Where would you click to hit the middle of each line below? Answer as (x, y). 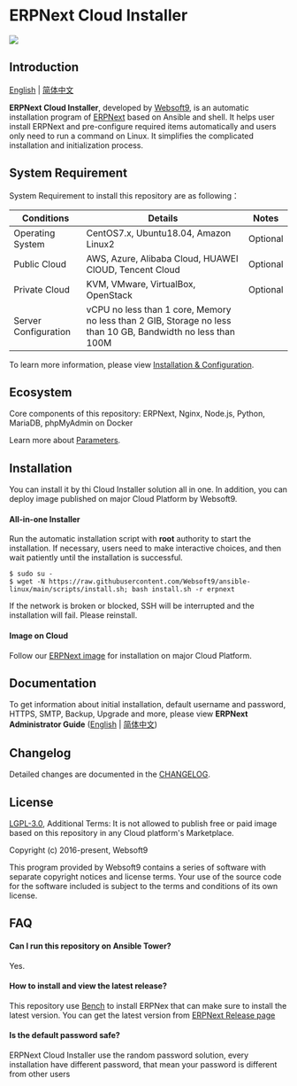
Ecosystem (41, 392)
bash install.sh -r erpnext (183, 590)
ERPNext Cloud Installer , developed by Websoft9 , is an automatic (129, 107)
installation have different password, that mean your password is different (143, 1065)
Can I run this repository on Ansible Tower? (90, 946)
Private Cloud (42, 289)
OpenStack (109, 295)
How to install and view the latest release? (88, 986)
